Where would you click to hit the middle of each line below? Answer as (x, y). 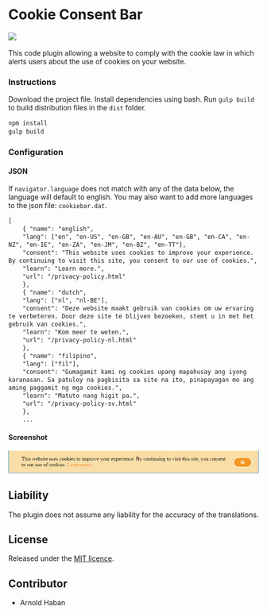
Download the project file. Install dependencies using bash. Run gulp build (131, 99)
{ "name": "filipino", (60, 356)
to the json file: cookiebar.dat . (58, 206)
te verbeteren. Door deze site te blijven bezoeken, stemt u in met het (131, 317)
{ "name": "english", (58, 229)
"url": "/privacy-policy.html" (74, 277)
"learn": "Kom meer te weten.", (76, 332)
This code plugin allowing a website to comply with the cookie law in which (131, 52)
